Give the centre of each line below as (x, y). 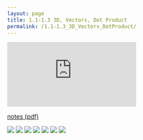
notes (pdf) (23, 117)
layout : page (26, 13)
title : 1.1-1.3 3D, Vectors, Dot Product (67, 20)
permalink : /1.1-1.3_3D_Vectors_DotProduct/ (72, 26)
